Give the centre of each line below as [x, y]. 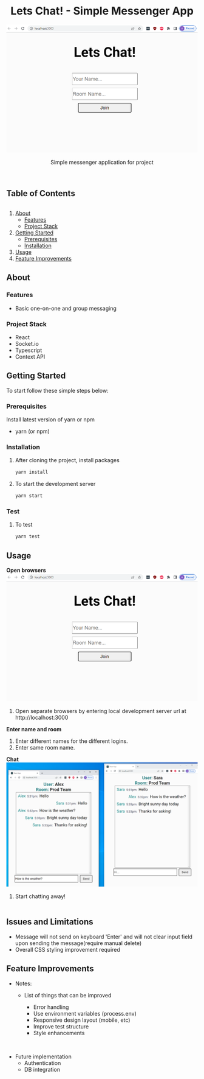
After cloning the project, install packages [67, 460]
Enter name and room [34, 729]
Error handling [51, 1007]
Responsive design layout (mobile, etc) [82, 1020]
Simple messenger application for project [102, 163]
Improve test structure [61, 1026]
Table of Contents [41, 193]
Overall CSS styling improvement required [67, 949]
